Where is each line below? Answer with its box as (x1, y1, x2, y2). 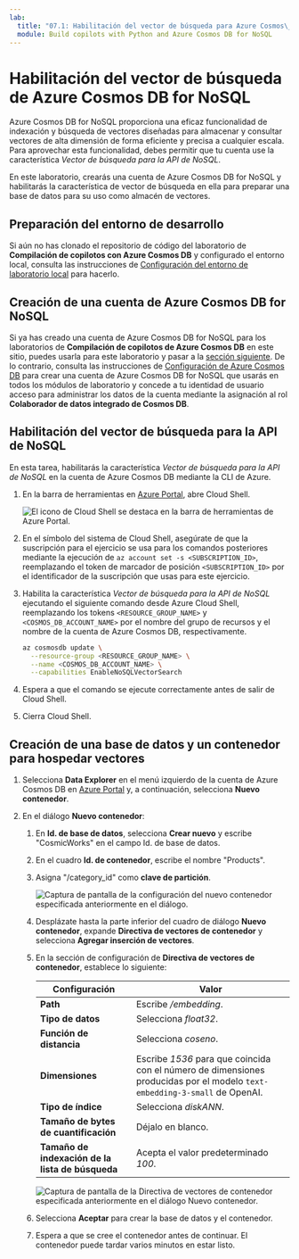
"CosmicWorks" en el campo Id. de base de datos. (35, 838, 221, 849)
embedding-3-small (136, 1088, 214, 1098)
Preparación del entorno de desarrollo (9, 216, 224, 232)
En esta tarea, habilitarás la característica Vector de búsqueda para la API (9, 461, 280, 473)
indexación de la (39, 1152, 112, 1164)
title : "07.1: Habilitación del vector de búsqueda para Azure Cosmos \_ (17, 21, 293, 30)
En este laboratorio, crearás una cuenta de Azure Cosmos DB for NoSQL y (9, 171, 282, 183)
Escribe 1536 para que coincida (136, 1053, 271, 1065)
